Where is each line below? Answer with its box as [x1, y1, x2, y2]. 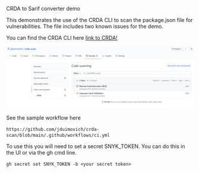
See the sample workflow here [6, 114, 81, 121]
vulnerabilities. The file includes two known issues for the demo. [6, 23, 163, 30]
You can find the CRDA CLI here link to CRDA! [6, 34, 118, 41]
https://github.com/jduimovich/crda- [6, 127, 100, 133]
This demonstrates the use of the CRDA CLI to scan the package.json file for [6, 17, 193, 23]
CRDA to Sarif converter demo [6, 5, 80, 12]
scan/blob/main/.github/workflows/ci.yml [6, 133, 110, 139]
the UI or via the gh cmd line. [6, 149, 77, 156]
